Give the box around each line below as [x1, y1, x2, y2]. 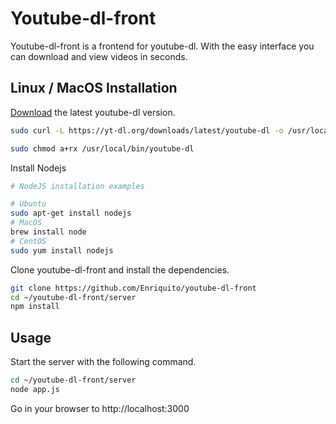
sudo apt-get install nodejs [10, 208, 132, 219]
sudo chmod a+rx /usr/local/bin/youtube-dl [10, 143, 195, 154]
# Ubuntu [10, 199, 47, 209]
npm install [10, 302, 60, 312]
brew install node [10, 227, 87, 237]
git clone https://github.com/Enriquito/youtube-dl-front [10, 283, 257, 293]
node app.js [10, 384, 60, 394]
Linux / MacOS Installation [10, 80, 178, 97]
